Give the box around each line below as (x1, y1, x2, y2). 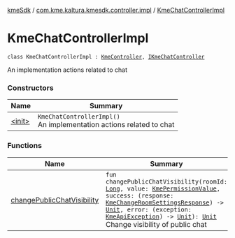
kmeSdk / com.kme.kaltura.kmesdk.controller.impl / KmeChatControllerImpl (7, 6, 225, 14)
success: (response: (105, 191, 174, 200)
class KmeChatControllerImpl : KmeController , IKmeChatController (7, 53, 205, 60)
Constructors (7, 83, 54, 93)
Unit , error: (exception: (105, 205, 192, 214)
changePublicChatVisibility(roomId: (105, 177, 228, 186)
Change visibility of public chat (105, 219, 208, 229)
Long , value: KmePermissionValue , (105, 184, 220, 193)
